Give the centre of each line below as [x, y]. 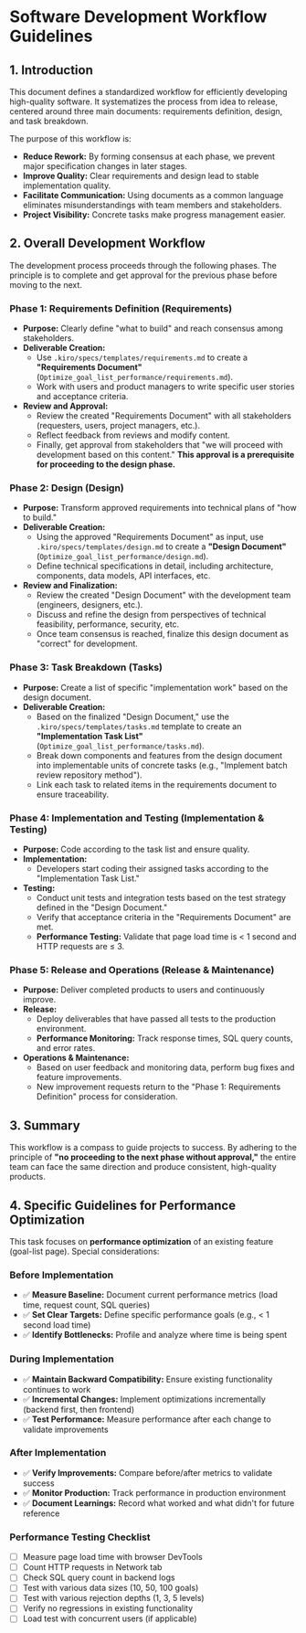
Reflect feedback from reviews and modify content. [133, 435]
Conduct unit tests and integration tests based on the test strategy [161, 898]
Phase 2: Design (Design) [67, 488]
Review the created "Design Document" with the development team [164, 595]
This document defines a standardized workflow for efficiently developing [148, 92]
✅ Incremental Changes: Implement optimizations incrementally [144, 1399]
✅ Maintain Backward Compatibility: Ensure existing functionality [148, 1379]
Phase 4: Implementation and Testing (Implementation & [137, 818]
